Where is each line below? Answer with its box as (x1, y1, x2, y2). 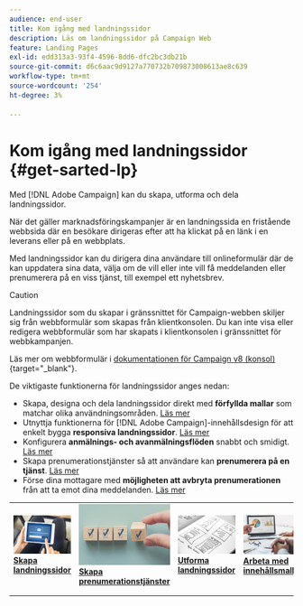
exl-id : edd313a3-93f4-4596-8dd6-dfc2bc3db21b (9, 52, 188, 62)
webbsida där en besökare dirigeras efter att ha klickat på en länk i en (9, 226, 269, 237)
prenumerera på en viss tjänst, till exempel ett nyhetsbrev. (9, 272, 225, 284)
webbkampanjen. (9, 336, 74, 347)
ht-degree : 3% (9, 90, 63, 99)
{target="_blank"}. (9, 363, 78, 374)
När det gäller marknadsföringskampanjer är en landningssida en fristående (9, 217, 291, 228)
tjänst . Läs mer (22, 465, 79, 476)
